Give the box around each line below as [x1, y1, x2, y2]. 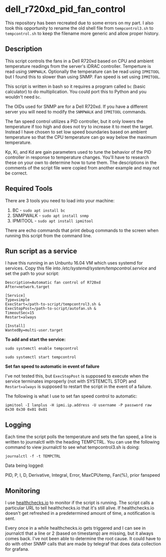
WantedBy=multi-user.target [5, 328, 63, 333]
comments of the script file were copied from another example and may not [5, 165, 160, 170]
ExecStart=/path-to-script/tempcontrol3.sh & [5, 302, 101, 307]
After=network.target [5, 284, 50, 289]
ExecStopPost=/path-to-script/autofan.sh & [5, 306, 97, 311]
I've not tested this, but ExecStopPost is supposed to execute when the [5, 373, 149, 379]
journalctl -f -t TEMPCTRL [5, 454, 61, 459]
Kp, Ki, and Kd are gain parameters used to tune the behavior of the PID [5, 149, 152, 155]
